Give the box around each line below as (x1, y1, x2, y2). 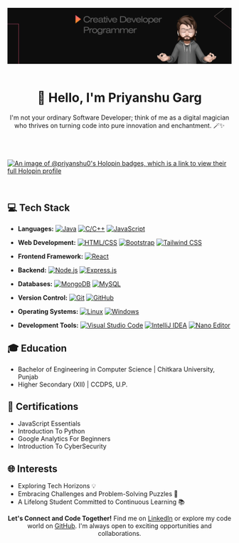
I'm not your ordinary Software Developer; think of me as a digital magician (9, 113, 230, 122)
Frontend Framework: (17, 252, 84, 260)
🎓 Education (7, 342, 68, 354)
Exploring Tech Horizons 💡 (17, 482, 97, 490)
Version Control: (17, 293, 68, 302)
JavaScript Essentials (17, 419, 81, 428)
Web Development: (17, 238, 76, 246)
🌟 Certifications (7, 400, 79, 413)
